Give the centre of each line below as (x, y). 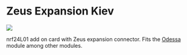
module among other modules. (44, 45)
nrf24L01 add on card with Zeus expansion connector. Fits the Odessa (93, 39)
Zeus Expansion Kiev (60, 11)
